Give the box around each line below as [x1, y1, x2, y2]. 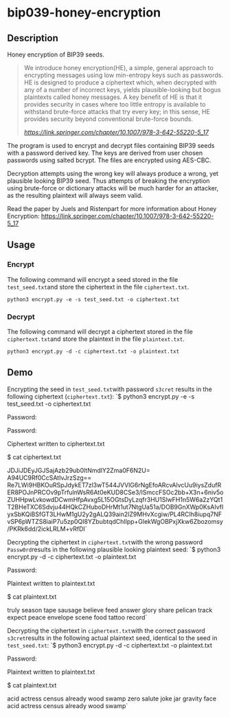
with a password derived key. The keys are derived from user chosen [7, 149, 203, 157]
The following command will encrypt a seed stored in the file [7, 275, 179, 283]
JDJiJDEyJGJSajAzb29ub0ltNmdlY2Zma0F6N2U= [7, 466, 150, 474]
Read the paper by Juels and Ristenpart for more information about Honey [7, 205, 217, 212]
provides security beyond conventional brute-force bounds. [23, 115, 194, 123]
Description [7, 32, 58, 44]
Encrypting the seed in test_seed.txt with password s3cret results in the [7, 385, 213, 393]
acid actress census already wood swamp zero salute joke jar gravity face [7, 694, 217, 703]
